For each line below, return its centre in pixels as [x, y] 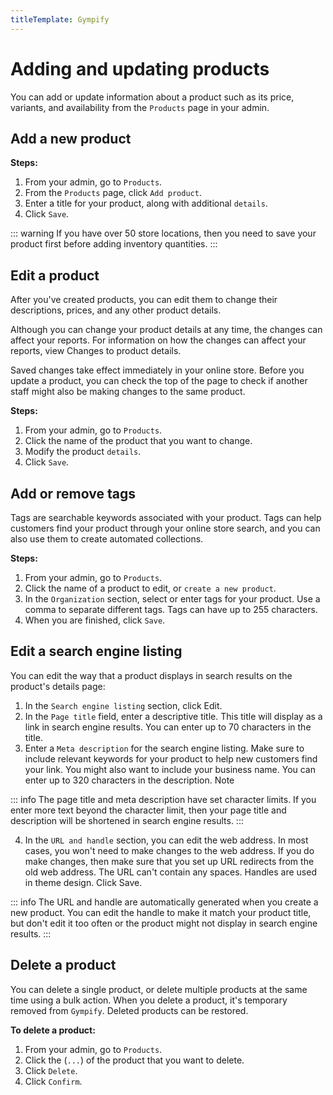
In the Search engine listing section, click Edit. [123, 705]
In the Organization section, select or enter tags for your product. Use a [172, 599]
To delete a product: [53, 1030]
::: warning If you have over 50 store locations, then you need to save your [163, 233]
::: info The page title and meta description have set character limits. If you [163, 799]
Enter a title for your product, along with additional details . [146, 203]
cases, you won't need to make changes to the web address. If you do [169, 850]
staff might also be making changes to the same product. [128, 392]
